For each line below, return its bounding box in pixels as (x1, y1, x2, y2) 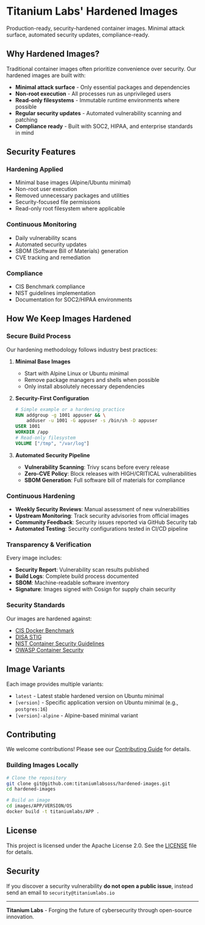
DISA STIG (15, 633, 42, 640)
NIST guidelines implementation (15, 290, 96, 297)
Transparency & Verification (6, 541, 92, 549)
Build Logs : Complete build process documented (15, 572, 139, 580)
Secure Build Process (6, 332, 71, 340)
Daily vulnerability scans (15, 234, 77, 241)
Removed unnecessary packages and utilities (15, 192, 129, 200)
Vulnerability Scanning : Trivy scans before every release (24, 463, 170, 471)
